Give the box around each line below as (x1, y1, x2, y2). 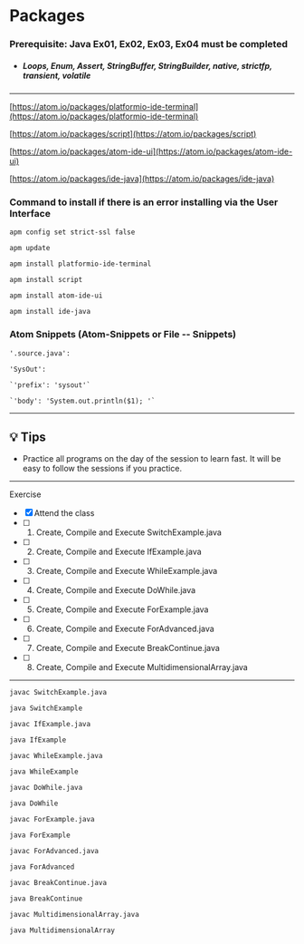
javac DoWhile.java (9, 783, 83, 793)
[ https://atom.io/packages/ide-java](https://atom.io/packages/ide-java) (9, 173, 275, 184)
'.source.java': (9, 348, 71, 358)
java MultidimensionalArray (9, 926, 116, 935)
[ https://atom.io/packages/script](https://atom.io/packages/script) (9, 129, 257, 140)
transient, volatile (22, 70, 91, 81)
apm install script (9, 276, 83, 285)
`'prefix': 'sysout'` (9, 380, 91, 390)
